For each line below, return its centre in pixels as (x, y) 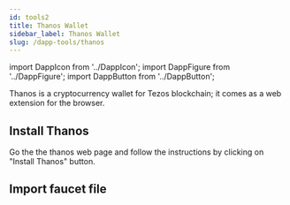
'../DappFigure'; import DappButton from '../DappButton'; (112, 77)
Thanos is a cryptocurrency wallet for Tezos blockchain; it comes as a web (145, 94)
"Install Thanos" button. (52, 162)
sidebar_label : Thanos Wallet (65, 34)
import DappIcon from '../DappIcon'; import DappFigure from (120, 67)
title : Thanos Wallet (49, 26)
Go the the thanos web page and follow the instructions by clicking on (137, 152)
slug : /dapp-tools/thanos (57, 42)
